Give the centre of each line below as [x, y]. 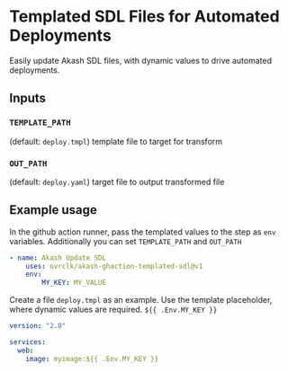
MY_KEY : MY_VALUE [74, 283]
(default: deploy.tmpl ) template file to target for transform [116, 141]
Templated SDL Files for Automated [145, 17]
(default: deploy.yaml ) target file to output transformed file [117, 182]
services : [28, 342]
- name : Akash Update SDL [58, 258]
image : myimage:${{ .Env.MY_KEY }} [92, 359]
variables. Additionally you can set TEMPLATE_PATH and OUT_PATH [126, 241]
